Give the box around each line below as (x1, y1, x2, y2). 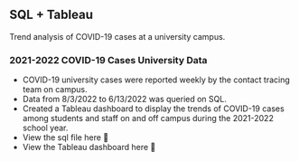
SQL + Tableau (9, 7, 93, 23)
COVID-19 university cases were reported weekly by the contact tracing (22, 74, 291, 85)
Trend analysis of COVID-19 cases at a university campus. (9, 31, 226, 42)
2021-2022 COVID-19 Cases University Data (9, 53, 208, 66)
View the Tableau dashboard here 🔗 (22, 142, 156, 153)
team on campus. (22, 84, 88, 95)
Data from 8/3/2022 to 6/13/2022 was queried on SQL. (22, 94, 228, 105)
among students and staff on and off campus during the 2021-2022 (22, 113, 274, 124)
